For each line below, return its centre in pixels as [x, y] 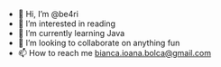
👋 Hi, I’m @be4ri [48, 14]
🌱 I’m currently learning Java [71, 33]
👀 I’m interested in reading [66, 24]
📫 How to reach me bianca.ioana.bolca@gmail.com [115, 53]
